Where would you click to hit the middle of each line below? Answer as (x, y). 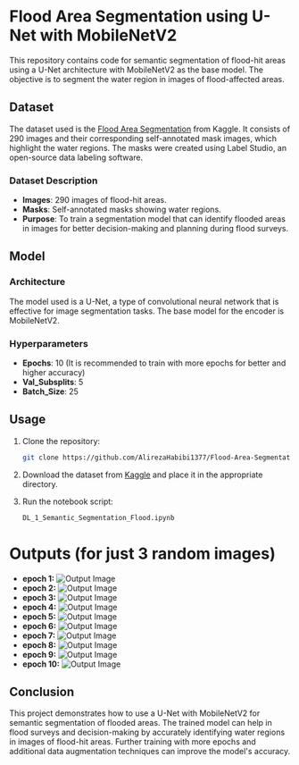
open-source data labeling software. (76, 157)
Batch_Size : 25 (50, 391)
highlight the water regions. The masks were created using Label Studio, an (148, 147)
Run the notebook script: (67, 501)
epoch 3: (39, 597)
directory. (40, 483)
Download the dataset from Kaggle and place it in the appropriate (142, 475)
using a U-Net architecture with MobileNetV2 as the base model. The (136, 70)
